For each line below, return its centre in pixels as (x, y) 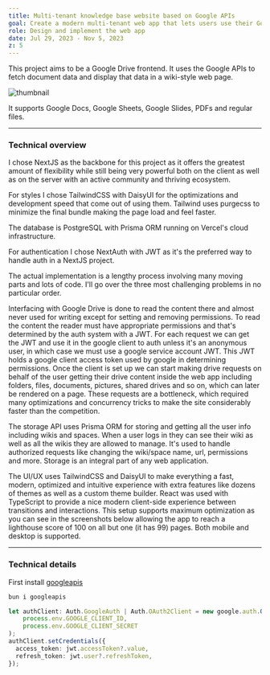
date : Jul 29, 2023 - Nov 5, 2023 (66, 38)
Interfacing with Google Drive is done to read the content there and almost (131, 309)
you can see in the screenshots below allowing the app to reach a (117, 519)
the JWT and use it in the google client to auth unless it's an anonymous (128, 343)
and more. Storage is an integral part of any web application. (108, 461)
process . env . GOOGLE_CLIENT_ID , (75, 619)
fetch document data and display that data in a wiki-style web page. (121, 77)
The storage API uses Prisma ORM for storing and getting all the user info (130, 427)
